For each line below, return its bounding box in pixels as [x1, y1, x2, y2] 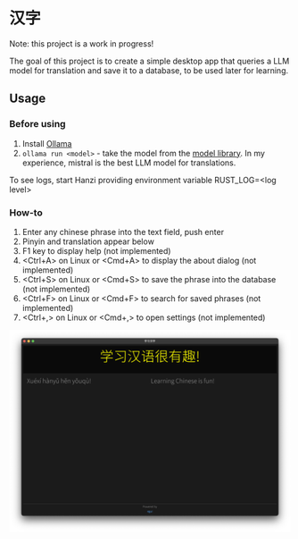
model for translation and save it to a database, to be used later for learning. [9, 64, 289, 76]
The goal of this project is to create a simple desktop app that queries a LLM [9, 55, 290, 66]
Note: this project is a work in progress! [9, 38, 154, 49]
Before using [9, 118, 66, 131]
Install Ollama [21, 138, 72, 148]
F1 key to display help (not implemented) [21, 245, 171, 256]
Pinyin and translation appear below [21, 236, 154, 247]
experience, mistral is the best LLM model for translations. [21, 157, 236, 168]
